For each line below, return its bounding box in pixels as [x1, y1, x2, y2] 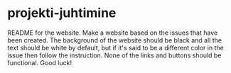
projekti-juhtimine [7, 5, 117, 21]
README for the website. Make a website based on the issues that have [7, 28, 218, 37]
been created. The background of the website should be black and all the [7, 35, 222, 44]
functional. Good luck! [7, 58, 72, 67]
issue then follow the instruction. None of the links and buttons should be [7, 51, 222, 60]
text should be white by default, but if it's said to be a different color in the [7, 43, 224, 52]
